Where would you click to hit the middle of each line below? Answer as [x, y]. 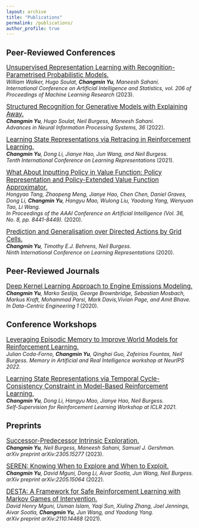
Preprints [24, 426]
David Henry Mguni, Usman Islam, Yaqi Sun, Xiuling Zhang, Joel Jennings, [98, 506]
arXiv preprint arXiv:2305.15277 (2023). [55, 454]
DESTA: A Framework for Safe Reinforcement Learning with [93, 492]
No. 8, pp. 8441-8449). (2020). [44, 220]
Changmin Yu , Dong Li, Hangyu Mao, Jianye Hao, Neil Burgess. [85, 400]
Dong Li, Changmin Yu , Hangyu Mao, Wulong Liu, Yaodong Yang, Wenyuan [100, 201]
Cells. [14, 240]
